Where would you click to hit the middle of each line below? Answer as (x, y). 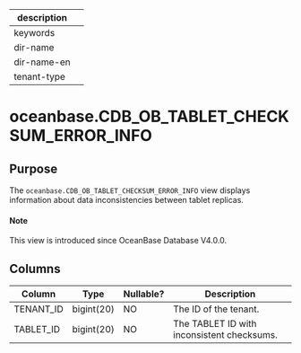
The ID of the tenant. (216, 309)
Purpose (34, 168)
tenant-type (39, 77)
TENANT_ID (39, 309)
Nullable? (144, 294)
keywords (34, 33)
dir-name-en (43, 62)
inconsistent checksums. (225, 335)
